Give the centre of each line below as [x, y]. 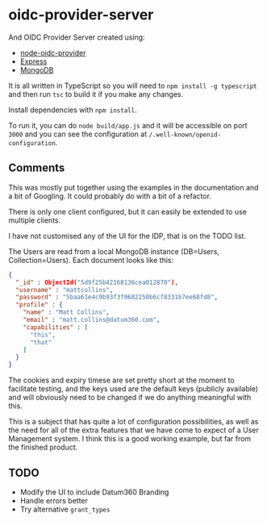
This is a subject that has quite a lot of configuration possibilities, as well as [133, 422]
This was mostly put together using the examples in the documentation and [133, 187]
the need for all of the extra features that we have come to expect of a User [134, 430]
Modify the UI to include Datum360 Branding [94, 492]
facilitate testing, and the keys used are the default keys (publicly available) [133, 389]
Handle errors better [54, 500]
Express [33, 61]
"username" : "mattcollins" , [65, 290]
